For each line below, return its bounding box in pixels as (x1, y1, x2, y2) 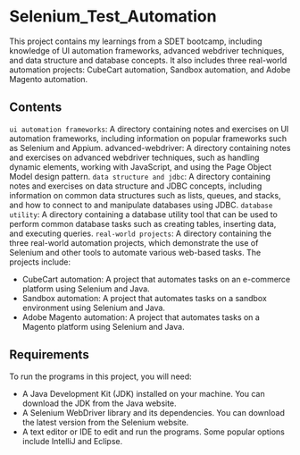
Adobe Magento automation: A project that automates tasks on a (21, 311, 261, 323)
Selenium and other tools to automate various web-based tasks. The (9, 247, 262, 257)
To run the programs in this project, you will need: (9, 371, 192, 382)
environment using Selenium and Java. (21, 302, 165, 313)
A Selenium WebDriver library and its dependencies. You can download (21, 407, 286, 417)
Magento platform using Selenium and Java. (21, 321, 185, 332)
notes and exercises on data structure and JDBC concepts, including (9, 181, 262, 191)
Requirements (9, 347, 89, 363)
